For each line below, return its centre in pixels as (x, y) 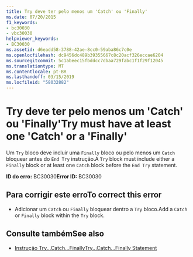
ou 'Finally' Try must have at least (89, 124)
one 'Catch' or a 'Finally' (67, 136)
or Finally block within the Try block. (60, 215)
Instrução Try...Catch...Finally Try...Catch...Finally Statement (86, 248)
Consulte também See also (55, 234)
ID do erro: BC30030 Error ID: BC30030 (54, 176)
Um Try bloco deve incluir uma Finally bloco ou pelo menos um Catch (91, 153)
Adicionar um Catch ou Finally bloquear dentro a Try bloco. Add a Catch (101, 209)
